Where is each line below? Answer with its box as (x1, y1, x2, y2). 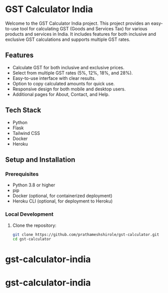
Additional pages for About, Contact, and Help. (12, 91, 110, 97)
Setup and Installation (5, 155, 75, 164)
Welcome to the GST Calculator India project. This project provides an (5, 20, 150, 26)
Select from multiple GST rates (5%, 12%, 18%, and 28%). (12, 70, 133, 76)
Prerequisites (5, 170, 39, 177)
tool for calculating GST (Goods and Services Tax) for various (20, 25, 147, 31)
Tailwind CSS (12, 130, 40, 136)
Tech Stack (5, 106, 41, 115)
